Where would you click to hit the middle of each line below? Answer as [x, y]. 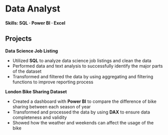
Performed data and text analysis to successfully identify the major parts [88, 66]
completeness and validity [40, 117]
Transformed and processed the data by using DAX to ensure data [81, 112]
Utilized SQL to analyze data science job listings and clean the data [82, 60]
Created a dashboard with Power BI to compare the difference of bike [85, 101]
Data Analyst [33, 9]
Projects [19, 39]
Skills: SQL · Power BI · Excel [35, 23]
